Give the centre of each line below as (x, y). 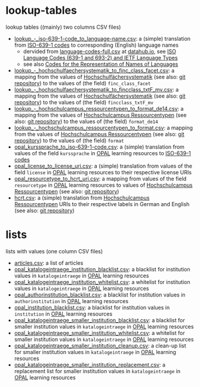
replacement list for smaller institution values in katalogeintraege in (97, 371)
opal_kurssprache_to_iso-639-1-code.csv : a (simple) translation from (99, 147)
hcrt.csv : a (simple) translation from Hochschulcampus (82, 198)
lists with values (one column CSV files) (54, 251)
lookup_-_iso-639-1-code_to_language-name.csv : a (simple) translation (102, 38)
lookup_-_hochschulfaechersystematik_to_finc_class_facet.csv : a (94, 70)
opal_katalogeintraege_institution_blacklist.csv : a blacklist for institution (102, 269)
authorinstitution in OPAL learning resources (71, 301)
